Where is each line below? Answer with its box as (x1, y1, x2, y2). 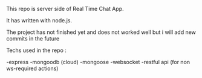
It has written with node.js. (6, 17, 73, 24)
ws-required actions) (6, 65, 59, 72)
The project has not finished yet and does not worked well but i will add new (6, 28, 197, 36)
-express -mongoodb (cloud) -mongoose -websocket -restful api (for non (6, 59, 191, 65)
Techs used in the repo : (6, 47, 67, 54)
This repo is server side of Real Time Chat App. (6, 5, 124, 12)
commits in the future (6, 35, 60, 42)
